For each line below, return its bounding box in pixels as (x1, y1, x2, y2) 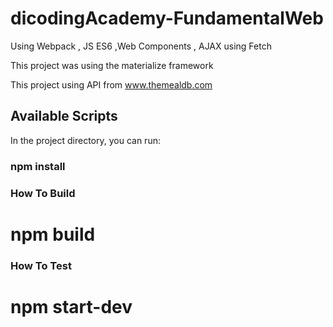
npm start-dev (10, 295, 133, 318)
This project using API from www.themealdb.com (10, 78, 213, 91)
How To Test (10, 258, 72, 272)
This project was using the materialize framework (10, 59, 214, 71)
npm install (10, 159, 66, 173)
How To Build (10, 186, 76, 200)
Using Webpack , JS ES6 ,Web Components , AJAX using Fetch (10, 40, 272, 52)
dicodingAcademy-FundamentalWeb (10, 7, 324, 30)
